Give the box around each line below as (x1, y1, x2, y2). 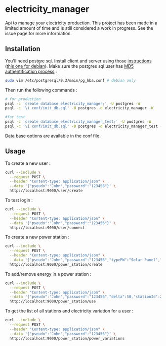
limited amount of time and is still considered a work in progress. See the (5, 25, 154, 31)
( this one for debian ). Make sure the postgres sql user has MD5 (5, 63, 134, 69)
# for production (5, 97, 41, 101)
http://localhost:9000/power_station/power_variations (9, 336, 125, 341)
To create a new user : (5, 160, 51, 166)
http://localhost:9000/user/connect (9, 225, 85, 230)
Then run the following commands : (5, 87, 78, 93)
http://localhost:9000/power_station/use (9, 299, 96, 304)
